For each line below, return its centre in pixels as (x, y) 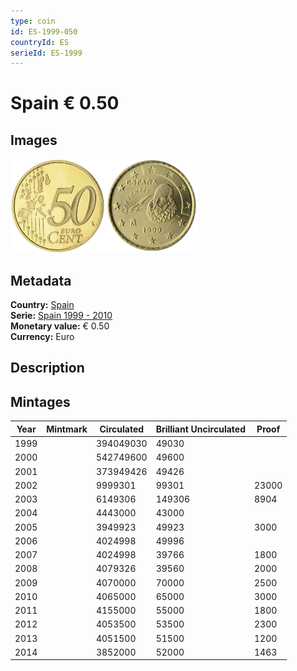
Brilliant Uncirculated (200, 429)
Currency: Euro (42, 337)
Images (34, 140)
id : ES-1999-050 (44, 31)
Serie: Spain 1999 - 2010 (61, 316)
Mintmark (67, 429)
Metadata (41, 280)
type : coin (33, 21)
